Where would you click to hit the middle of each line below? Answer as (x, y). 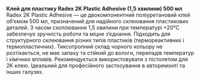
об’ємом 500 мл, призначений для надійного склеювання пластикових (97, 21)
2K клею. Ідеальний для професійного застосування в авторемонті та (95, 66)
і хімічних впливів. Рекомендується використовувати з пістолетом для (97, 59)
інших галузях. (25, 72)
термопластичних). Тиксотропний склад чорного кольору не (84, 46)
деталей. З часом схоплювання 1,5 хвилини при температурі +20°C (93, 27)
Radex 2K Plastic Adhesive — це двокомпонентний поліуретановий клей (98, 15)
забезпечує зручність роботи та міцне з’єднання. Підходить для (89, 34)
